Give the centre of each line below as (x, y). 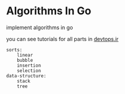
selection (29, 70)
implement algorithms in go (40, 27)
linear (25, 55)
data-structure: (26, 76)
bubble (25, 60)
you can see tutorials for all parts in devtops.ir (62, 39)
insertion (29, 65)
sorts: (14, 50)
